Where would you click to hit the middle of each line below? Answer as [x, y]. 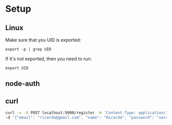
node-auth [23, 84]
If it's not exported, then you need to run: [49, 59]
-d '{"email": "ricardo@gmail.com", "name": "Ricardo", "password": [80, 118]
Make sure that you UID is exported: [43, 40]
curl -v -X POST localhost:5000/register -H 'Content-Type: [71, 113]
